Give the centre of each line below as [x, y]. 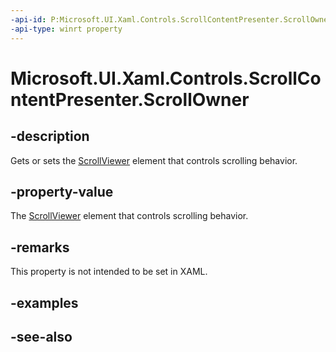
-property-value [62, 191]
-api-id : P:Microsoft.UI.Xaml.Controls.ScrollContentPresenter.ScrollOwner [171, 19]
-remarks [40, 247]
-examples [44, 302]
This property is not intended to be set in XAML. [109, 272]
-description [50, 136]
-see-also [41, 336]
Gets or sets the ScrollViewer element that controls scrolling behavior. [154, 160]
